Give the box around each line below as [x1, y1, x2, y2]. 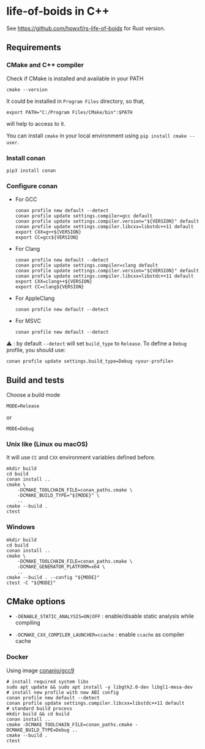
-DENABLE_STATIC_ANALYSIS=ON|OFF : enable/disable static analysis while [15, 612, 195, 620]
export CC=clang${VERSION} [15, 284, 84, 290]
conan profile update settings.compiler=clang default [15, 263, 158, 269]
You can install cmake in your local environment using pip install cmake [6, 132, 187, 139]
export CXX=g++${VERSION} [15, 229, 81, 236]
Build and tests [6, 375, 65, 385]
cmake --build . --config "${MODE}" [6, 574, 100, 580]
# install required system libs [6, 678, 89, 685]
